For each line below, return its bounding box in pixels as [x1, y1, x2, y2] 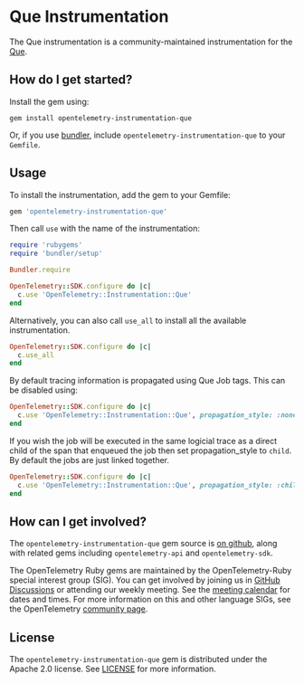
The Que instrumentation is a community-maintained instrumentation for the [9, 36, 293, 47]
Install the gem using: [9, 96, 90, 107]
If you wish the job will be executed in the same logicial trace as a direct [9, 435, 278, 446]
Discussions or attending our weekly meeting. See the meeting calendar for [9, 584, 291, 595]
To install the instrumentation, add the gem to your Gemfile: [9, 189, 231, 200]
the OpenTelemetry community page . [9, 603, 148, 614]
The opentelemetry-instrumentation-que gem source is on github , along [9, 538, 278, 549]
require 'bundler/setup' [9, 249, 103, 259]
